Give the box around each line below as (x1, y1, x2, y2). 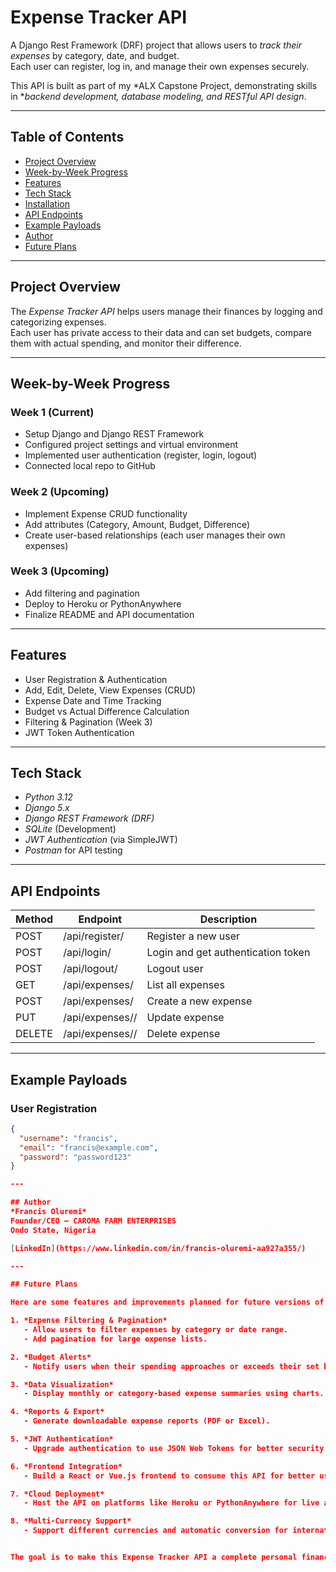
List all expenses (146, 978, 225, 992)
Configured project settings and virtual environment (24, 439, 239, 451)
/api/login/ (63, 946, 112, 960)
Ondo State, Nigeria (10, 1225, 97, 1235)
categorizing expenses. (10, 316, 107, 328)
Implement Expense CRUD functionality (24, 507, 188, 520)
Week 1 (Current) (10, 405, 95, 419)
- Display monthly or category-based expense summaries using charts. (23, 1389, 325, 1399)
